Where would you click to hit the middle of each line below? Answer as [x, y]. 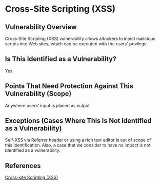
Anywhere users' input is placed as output [48, 105]
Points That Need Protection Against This [69, 86]
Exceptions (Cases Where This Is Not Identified [78, 121]
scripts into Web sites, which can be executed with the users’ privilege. [77, 44]
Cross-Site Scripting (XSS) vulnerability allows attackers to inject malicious [80, 38]
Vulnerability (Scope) [38, 94]
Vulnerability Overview [41, 27]
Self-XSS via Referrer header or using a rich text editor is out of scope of [78, 140]
